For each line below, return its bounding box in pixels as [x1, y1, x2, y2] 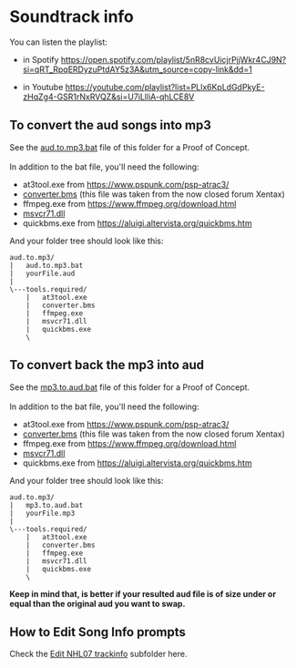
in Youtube [22, 81, 64, 92]
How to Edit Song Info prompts [9, 624, 187, 640]
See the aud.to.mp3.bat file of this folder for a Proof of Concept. [9, 141, 250, 152]
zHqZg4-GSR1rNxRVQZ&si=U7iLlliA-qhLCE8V [22, 91, 195, 102]
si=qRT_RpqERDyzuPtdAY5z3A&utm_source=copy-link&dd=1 [22, 64, 252, 75]
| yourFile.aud [9, 269, 76, 278]
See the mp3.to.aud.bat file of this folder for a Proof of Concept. [9, 381, 250, 393]
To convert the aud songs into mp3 [9, 118, 212, 133]
